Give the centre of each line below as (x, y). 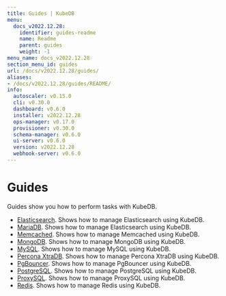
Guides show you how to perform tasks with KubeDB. (82, 206)
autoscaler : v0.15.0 (42, 97)
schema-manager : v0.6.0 (47, 134)
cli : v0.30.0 (32, 103)
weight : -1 (35, 52)
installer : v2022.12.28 (47, 115)
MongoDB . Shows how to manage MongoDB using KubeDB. (101, 241)
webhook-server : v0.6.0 (47, 154)
